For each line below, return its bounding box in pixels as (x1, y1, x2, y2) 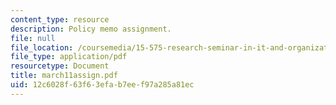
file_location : (10, 42, 74, 53)
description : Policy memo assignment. (10, 24, 172, 34)
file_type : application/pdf (10, 52, 128, 62)
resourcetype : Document (10, 61, 110, 71)
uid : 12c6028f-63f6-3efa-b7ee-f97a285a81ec (10, 80, 195, 90)
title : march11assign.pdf (10, 71, 118, 81)
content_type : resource (10, 14, 110, 25)
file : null (10, 33, 56, 43)
